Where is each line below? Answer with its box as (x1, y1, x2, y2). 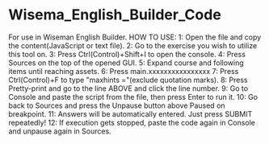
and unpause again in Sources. (8, 126, 111, 136)
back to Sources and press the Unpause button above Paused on (8, 101, 225, 110)
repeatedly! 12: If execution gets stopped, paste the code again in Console (8, 117, 256, 127)
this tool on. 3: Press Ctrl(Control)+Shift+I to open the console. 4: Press (8, 49, 246, 59)
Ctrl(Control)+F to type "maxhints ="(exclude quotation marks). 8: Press (8, 75, 248, 84)
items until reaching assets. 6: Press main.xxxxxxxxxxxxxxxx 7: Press (8, 66, 239, 76)
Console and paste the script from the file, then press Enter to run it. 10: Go (8, 92, 258, 101)
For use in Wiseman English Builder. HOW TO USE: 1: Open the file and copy (8, 32, 262, 42)
